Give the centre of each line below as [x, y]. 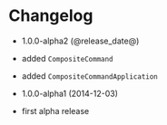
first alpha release [55, 111]
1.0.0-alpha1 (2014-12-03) [70, 93]
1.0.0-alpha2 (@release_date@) [80, 41]
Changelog [51, 16]
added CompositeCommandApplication [89, 76]
